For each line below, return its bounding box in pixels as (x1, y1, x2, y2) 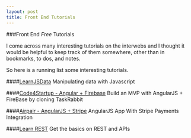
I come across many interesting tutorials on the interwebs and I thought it (6, 42, 185, 49)
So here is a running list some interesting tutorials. (6, 66, 129, 73)
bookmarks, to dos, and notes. (6, 55, 81, 62)
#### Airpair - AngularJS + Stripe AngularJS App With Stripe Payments (6, 107, 179, 114)
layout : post (6, 8, 39, 15)
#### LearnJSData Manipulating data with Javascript (6, 78, 135, 85)
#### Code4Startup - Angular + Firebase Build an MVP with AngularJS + (6, 89, 183, 96)
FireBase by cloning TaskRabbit (6, 96, 83, 103)
